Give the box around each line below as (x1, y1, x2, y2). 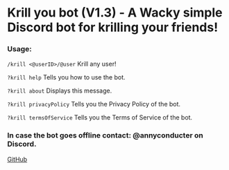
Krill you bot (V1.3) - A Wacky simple (7, 5, 223, 21)
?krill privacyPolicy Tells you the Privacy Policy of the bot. (7, 100, 181, 108)
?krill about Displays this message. (7, 86, 112, 95)
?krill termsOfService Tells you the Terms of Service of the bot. (7, 113, 193, 122)
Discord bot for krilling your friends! (7, 19, 219, 35)
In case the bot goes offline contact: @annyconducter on (7, 131, 203, 140)
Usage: (7, 44, 33, 54)
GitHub (7, 155, 28, 163)
